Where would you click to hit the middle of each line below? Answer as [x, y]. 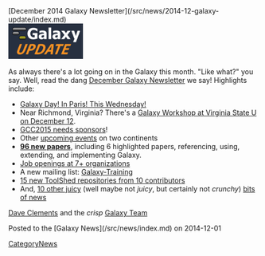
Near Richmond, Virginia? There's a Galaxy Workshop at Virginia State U [138, 112]
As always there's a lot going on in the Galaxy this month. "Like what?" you [131, 72]
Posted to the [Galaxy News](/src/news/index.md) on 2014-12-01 [115, 228]
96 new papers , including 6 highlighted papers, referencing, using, [130, 147]
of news [33, 198]
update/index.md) [37, 19]
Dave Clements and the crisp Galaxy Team [78, 213]
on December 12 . [48, 121]
